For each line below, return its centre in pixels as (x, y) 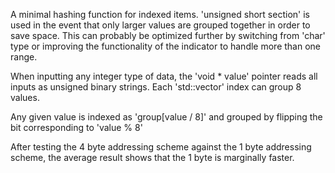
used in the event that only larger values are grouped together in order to (160, 25)
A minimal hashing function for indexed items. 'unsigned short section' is (160, 14)
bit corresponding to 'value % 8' (76, 127)
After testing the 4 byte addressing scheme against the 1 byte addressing (161, 147)
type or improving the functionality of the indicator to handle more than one (166, 46)
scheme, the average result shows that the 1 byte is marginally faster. (152, 157)
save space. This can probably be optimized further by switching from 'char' (168, 35)
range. (24, 57)
